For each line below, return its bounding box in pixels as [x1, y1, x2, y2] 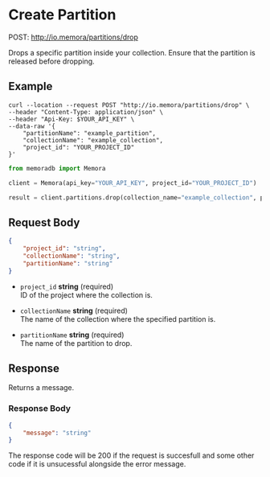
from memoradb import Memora [8, 164, 106, 172]
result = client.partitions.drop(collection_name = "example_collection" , [8, 193, 257, 202]
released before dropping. [8, 56, 95, 66]
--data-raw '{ [8, 122, 56, 130]
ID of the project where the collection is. [19, 290, 153, 299]
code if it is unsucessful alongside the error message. [8, 459, 186, 469]
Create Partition [8, 6, 117, 24]
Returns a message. [8, 383, 75, 393]
